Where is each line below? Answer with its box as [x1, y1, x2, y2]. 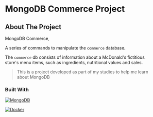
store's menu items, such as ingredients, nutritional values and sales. [5, 60, 143, 65]
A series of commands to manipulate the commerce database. [5, 45, 126, 50]
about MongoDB [17, 74, 50, 80]
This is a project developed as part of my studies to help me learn [17, 69, 149, 75]
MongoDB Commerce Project [5, 3, 125, 15]
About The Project [5, 23, 62, 31]
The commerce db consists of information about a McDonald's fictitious [5, 54, 145, 60]
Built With [5, 86, 29, 93]
